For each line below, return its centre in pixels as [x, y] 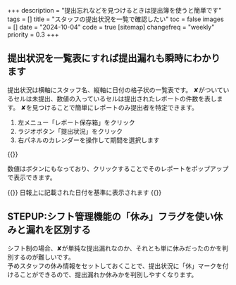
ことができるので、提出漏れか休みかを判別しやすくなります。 [108, 274]
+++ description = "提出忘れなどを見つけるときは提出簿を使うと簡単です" [114, 10]
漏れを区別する [58, 230]
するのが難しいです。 [44, 257]
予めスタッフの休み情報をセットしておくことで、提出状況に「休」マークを [115, 265]
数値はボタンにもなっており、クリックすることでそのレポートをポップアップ [118, 168]
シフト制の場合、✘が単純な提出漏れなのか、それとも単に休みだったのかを [115, 248]
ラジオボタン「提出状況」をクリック [70, 131]
